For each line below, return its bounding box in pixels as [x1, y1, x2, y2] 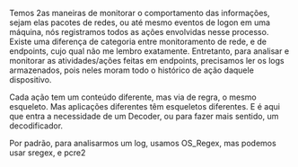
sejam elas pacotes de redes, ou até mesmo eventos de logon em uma [9, 17, 271, 28]
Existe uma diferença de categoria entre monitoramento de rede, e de [9, 36, 267, 47]
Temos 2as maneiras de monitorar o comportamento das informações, [9, 8, 271, 18]
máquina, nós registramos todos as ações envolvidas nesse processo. [9, 27, 269, 37]
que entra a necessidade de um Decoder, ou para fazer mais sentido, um [9, 111, 279, 121]
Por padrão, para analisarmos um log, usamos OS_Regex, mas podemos [9, 138, 276, 148]
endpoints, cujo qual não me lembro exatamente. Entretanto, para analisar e [9, 46, 290, 57]
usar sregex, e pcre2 [9, 147, 86, 158]
